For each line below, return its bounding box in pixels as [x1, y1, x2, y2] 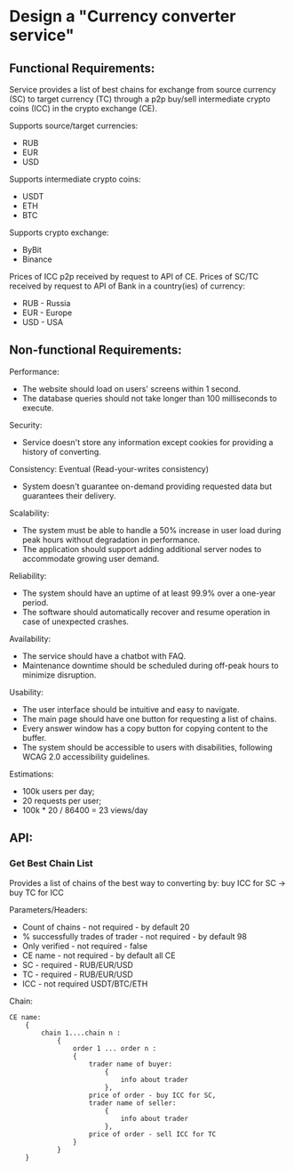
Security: [9, 419, 43, 430]
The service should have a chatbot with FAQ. [21, 650, 187, 661]
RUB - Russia [21, 298, 71, 308]
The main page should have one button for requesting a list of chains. [21, 713, 277, 724]
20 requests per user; [21, 795, 102, 806]
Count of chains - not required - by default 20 [21, 922, 190, 932]
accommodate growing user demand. [21, 553, 160, 564]
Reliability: [9, 570, 47, 581]
